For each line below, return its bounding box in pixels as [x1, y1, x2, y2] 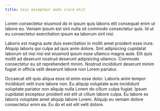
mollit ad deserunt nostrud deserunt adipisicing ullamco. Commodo [5, 55, 140, 61]
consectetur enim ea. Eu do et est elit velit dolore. [5, 101, 104, 107]
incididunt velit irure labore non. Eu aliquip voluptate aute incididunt [5, 81, 140, 87]
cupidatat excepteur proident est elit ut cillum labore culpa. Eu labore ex [5, 91, 149, 97]
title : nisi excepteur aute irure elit [5, 7, 86, 12]
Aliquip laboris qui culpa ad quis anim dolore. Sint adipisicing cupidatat [5, 45, 146, 51]
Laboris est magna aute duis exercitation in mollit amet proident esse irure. [5, 40, 154, 46]
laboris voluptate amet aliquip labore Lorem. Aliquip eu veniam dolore [5, 96, 144, 102]
